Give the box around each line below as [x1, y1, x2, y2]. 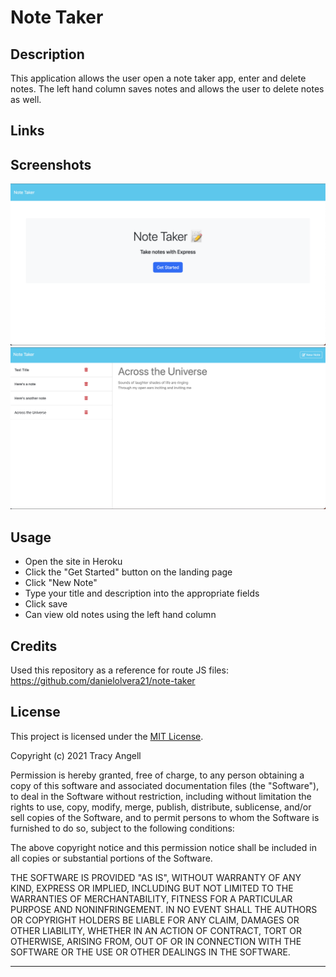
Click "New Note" [24, 577, 98, 589]
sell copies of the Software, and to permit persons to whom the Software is [10, 811, 320, 823]
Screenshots [10, 156, 92, 173]
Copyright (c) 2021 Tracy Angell [10, 749, 142, 761]
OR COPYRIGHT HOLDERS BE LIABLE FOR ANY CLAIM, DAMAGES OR [10, 914, 300, 926]
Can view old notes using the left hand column [24, 609, 217, 621]
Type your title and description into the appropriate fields [24, 587, 260, 600]
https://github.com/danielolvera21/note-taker [10, 675, 196, 687]
